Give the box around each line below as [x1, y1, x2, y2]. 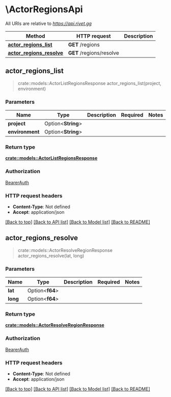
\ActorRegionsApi [5, 4, 83, 15]
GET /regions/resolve [68, 49, 120, 56]
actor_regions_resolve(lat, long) [17, 252, 84, 259]
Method [25, 32, 45, 39]
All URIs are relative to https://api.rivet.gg [5, 20, 92, 26]
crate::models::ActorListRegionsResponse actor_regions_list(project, [17, 80, 162, 86]
